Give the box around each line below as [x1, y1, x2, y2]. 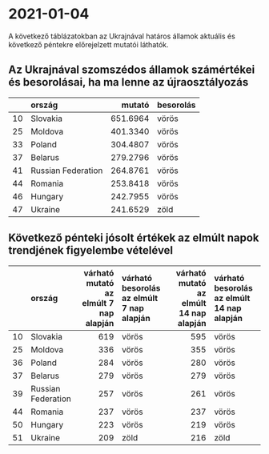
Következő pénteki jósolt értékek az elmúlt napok [8, 231, 259, 245]
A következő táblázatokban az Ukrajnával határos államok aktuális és [8, 31, 236, 41]
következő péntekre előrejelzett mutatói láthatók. [8, 39, 170, 49]
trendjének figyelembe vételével [8, 243, 174, 257]
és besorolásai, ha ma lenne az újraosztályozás [8, 75, 249, 89]
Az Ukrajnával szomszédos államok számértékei [8, 63, 255, 77]
